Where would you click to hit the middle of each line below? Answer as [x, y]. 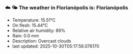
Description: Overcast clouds [41, 41]
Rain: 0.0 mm [26, 36]
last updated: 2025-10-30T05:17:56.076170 [56, 46]
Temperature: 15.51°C [34, 20]
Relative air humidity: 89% [39, 30]
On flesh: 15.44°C [30, 26]
